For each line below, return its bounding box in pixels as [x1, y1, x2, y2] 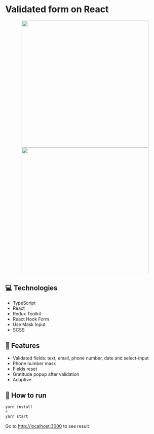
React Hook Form [12, 316, 49, 322]
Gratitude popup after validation [12, 371, 80, 377]
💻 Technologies [5, 284, 58, 293]
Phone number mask [12, 360, 56, 366]
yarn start [5, 414, 28, 419]
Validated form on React [5, 4, 109, 15]
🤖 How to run [5, 391, 47, 400]
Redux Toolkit [12, 310, 42, 316]
